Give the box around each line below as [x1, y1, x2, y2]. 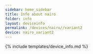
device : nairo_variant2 [5, 30, 54, 35]
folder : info [5, 16, 32, 21]
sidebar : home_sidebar [5, 7, 52, 12]
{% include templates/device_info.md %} [5, 44, 89, 49]
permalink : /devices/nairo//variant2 [5, 26, 83, 30]
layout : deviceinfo [5, 21, 45, 26]
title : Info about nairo [5, 12, 56, 17]
